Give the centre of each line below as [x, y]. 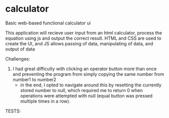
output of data [20, 49]
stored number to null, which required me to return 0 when [81, 90]
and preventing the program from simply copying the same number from [88, 74]
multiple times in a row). [45, 101]
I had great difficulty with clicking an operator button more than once [84, 69]
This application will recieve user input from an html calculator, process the [84, 33]
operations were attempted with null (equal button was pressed [86, 96]
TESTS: [13, 111]
